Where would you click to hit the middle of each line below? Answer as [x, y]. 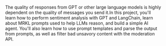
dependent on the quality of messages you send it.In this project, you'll [78, 12]
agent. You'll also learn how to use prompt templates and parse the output [81, 28]
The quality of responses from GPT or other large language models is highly [83, 7]
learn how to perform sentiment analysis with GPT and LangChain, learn [79, 18]
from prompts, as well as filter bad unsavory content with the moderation [80, 34]
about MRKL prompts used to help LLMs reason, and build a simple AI [77, 23]
